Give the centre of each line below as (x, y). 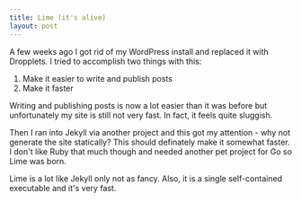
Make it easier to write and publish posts (97, 78)
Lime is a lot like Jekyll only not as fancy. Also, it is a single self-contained (146, 178)
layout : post (34, 26)
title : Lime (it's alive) (58, 18)
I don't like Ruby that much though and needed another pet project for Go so (151, 151)
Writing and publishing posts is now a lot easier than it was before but (138, 105)
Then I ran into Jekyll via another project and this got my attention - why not (150, 132)
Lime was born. (38, 161)
